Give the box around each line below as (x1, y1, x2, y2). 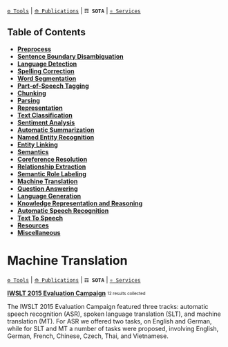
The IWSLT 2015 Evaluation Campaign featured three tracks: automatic (7, 302, 209, 310)
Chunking (17, 88, 46, 97)
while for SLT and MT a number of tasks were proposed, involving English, (7, 324, 219, 332)
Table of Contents (7, 26, 86, 38)
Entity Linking (17, 140, 59, 149)
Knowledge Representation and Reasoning (17, 199, 143, 207)
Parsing (17, 96, 40, 104)
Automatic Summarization (17, 125, 95, 134)
